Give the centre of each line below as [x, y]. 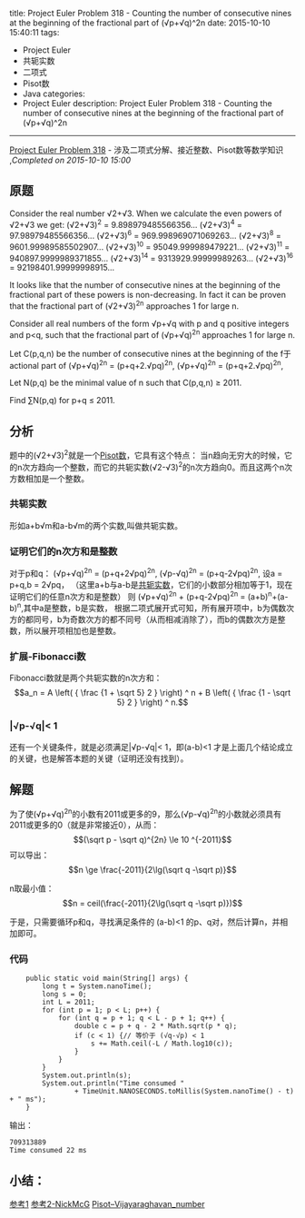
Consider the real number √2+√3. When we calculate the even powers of [146, 213]
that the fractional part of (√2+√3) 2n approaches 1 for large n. [124, 305]
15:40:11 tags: [34, 32]
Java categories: [54, 94]
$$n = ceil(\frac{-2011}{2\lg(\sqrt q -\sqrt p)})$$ [152, 904]
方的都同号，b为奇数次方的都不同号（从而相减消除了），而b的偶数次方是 [144, 619]
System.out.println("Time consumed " [113, 1084]
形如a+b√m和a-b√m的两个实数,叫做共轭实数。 [96, 525]
